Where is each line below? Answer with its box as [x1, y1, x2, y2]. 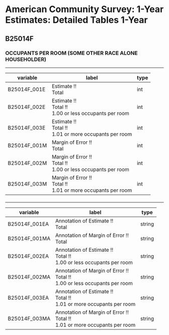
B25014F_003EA [8, 294, 49, 301]
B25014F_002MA [8, 273, 51, 281]
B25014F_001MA [8, 235, 51, 242]
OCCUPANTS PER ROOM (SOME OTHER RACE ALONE [5, 49, 138, 57]
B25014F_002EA [8, 252, 49, 259]
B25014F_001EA [8, 220, 49, 228]
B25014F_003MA [8, 315, 51, 322]
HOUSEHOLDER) [5, 55, 47, 63]
